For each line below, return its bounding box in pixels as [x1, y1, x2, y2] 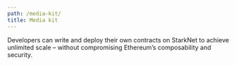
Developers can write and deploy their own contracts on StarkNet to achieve [7, 35, 230, 44]
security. [7, 50, 33, 59]
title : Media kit [7, 17, 58, 24]
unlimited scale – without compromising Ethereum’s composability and [7, 43, 211, 51]
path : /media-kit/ [7, 10, 61, 17]
